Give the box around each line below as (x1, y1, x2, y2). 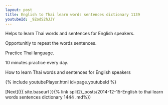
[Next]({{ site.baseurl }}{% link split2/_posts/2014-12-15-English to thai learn (5, 89, 163, 95)
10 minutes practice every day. (5, 60, 69, 66)
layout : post (5, 7, 33, 13)
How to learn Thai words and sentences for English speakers (5, 69, 131, 75)
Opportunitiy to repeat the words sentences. (5, 40, 97, 46)
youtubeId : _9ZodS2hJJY (5, 17, 55, 22)
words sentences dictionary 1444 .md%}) (5, 94, 91, 100)
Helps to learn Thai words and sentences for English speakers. (5, 31, 135, 37)
